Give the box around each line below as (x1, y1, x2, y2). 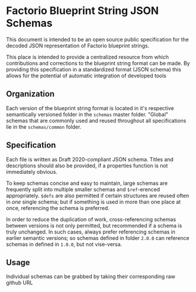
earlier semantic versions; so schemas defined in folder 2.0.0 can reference (6, 234, 190, 241)
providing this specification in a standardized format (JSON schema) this (6, 66, 181, 73)
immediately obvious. (6, 168, 57, 175)
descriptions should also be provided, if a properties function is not (6, 162, 168, 169)
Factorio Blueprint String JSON (6, 4, 159, 18)
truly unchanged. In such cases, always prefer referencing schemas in (6, 228, 176, 235)
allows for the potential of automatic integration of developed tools (6, 72, 167, 79)
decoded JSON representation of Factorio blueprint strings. (6, 42, 150, 49)
